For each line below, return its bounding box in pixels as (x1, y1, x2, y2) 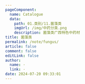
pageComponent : (5, 7, 37, 12)
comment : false (5, 48, 37, 53)
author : (5, 58, 21, 63)
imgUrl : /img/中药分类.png (14, 26, 67, 31)
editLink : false (5, 53, 39, 58)
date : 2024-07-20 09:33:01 (5, 72, 61, 77)
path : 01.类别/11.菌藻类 (14, 21, 62, 26)
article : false (5, 44, 37, 49)
